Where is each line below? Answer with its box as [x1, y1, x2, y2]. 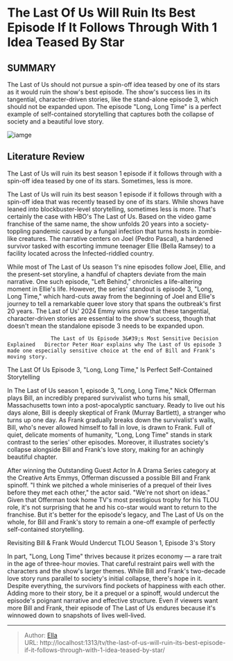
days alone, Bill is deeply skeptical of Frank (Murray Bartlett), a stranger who [7, 408, 226, 417]
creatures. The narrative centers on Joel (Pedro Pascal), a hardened [18, 234, 214, 242]
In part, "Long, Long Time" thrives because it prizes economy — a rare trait [7, 552, 222, 560]
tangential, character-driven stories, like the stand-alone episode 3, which [7, 95, 218, 103]
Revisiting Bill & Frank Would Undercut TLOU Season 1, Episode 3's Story [7, 538, 216, 546]
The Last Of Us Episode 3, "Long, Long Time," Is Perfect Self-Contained [7, 365, 213, 374]
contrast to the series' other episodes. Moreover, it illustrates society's [7, 437, 209, 446]
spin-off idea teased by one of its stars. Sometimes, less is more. [7, 176, 193, 185]
